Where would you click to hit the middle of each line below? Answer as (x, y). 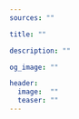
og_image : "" (34, 67)
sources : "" (32, 18)
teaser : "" (38, 101)
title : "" (28, 34)
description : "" (40, 51)
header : (24, 84)
